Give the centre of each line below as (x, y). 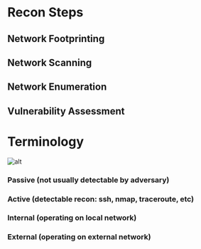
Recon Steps (45, 12)
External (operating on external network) (79, 237)
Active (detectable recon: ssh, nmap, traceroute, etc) (101, 198)
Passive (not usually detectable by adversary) (88, 180)
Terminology (45, 141)
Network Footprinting (56, 39)
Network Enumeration (57, 87)
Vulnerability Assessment (66, 111)
